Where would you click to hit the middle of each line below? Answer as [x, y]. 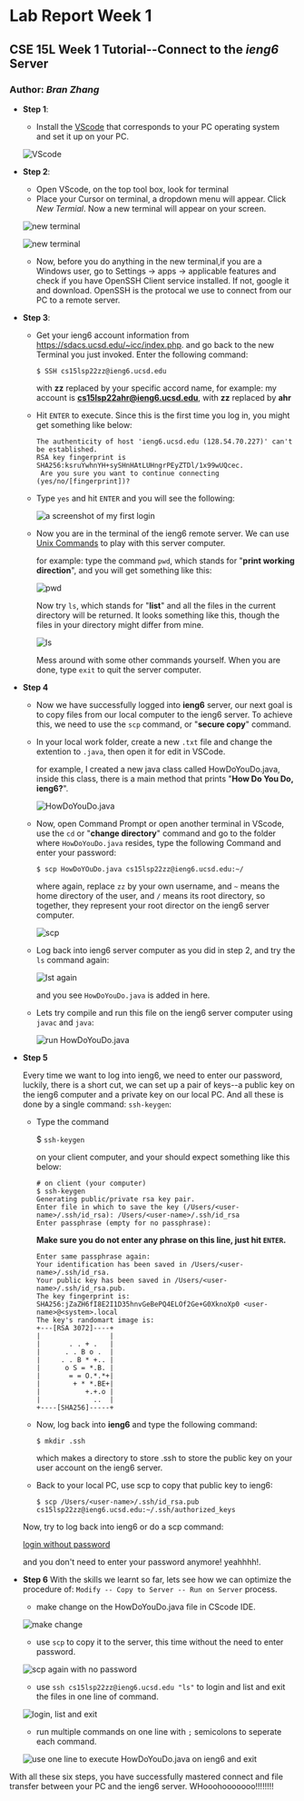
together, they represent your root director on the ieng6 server [153, 905]
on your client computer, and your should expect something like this [163, 1157]
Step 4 [35, 687]
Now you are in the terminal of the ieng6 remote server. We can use [162, 533]
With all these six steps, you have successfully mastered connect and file [147, 1776]
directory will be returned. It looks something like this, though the [157, 615]
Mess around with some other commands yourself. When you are [158, 660]
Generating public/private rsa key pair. [115, 1199]
